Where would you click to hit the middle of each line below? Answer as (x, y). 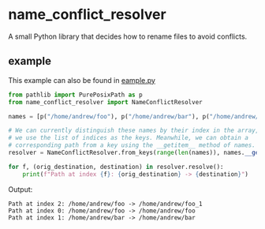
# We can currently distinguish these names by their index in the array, (134, 131)
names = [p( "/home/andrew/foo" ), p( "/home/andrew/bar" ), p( (109, 116)
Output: (21, 189)
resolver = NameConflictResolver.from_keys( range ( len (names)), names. (127, 152)
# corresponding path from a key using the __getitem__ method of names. (132, 145)
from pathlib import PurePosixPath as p (76, 95)
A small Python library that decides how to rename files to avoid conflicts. (128, 36)
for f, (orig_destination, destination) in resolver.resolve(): (116, 167)
